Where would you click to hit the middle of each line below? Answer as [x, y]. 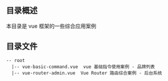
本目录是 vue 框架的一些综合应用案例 [51, 26]
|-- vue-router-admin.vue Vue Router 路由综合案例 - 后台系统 [87, 73]
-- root [16, 60]
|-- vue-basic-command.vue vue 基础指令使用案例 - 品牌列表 [83, 67]
